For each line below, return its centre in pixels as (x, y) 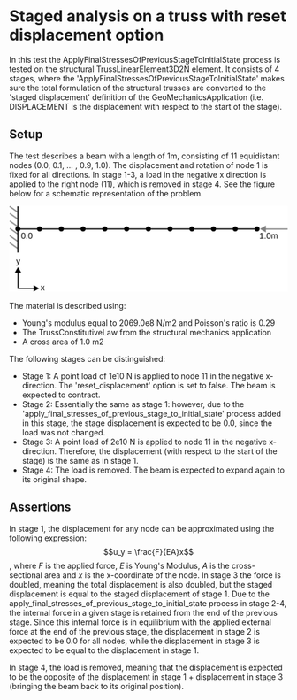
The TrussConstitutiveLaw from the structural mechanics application (147, 332)
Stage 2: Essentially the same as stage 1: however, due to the (133, 404)
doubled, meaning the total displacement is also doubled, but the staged (141, 584)
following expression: (48, 538)
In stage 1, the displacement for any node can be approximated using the (142, 528)
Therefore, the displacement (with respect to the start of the (168, 451)
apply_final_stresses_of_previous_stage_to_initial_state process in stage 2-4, (148, 603)
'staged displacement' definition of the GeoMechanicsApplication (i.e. (136, 97)
